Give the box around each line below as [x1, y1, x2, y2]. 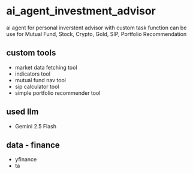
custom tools [6, 48, 56, 58]
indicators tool [14, 70, 51, 77]
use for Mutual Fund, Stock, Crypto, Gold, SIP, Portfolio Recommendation [6, 30, 187, 37]
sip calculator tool [14, 83, 59, 90]
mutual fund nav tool [14, 76, 66, 83]
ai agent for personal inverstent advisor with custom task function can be [6, 24, 187, 31]
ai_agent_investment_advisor [6, 4, 156, 18]
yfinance [14, 156, 37, 163]
